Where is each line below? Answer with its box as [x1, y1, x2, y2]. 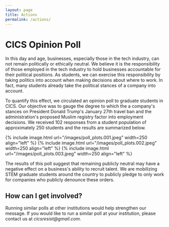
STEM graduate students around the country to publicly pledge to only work [5, 171, 164, 178]
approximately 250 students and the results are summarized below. [5, 125, 146, 131]
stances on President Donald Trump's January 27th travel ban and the [5, 109, 152, 115]
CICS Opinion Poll [5, 39, 81, 50]
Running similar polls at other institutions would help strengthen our [5, 205, 147, 211]
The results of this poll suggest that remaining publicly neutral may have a [5, 160, 160, 167]
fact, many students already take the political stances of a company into [5, 82, 156, 89]
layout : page [5, 7, 33, 13]
